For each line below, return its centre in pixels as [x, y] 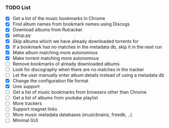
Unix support [26, 86]
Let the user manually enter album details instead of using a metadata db [88, 75]
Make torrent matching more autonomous [56, 58]
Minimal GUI [25, 120]
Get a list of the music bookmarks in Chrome [59, 19]
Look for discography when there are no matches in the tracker [78, 69]
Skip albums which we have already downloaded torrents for [75, 41]
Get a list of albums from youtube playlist [55, 98]
